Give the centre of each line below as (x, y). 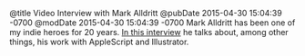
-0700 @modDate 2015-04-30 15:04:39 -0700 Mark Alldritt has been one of (152, 23)
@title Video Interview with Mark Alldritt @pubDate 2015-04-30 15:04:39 (146, 13)
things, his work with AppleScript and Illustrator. (99, 42)
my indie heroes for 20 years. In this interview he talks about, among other (149, 32)
